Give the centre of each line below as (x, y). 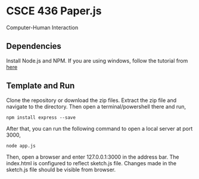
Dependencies (34, 46)
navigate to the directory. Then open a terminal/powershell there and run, (96, 106)
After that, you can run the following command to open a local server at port (99, 128)
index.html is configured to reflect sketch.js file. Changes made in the (91, 163)
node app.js (21, 146)
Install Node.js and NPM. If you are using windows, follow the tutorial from (97, 60)
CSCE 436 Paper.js (54, 11)
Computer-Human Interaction (42, 27)
